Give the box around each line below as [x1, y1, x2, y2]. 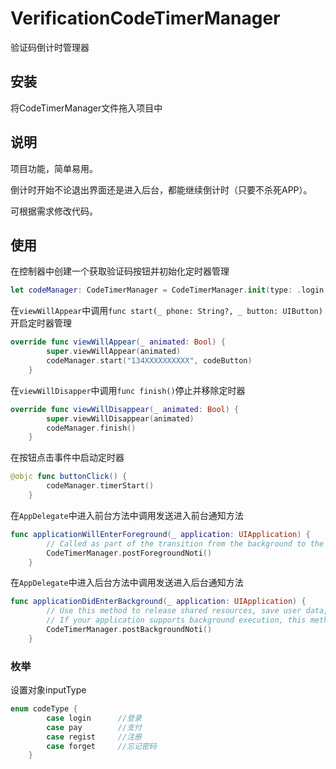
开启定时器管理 [10, 317, 72, 329]
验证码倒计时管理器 [10, 41, 90, 53]
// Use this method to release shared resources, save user [46, 606, 302, 616]
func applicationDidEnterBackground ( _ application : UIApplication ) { [10, 597, 307, 607]
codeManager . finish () [46, 423, 137, 433]
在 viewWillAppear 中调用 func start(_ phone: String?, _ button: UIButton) [10, 305, 323, 317]
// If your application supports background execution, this [46, 615, 307, 626]
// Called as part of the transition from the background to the [46, 538, 325, 549]
